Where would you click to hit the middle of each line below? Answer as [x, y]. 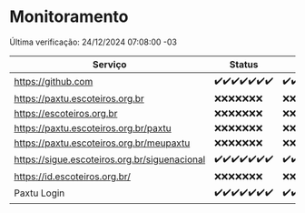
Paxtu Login [39, 193]
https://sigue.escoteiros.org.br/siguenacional [110, 159]
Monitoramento [69, 17]
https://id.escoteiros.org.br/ [73, 177]
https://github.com [54, 82]
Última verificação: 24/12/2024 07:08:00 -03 [93, 42]
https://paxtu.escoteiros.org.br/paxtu [93, 127]
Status [244, 64]
